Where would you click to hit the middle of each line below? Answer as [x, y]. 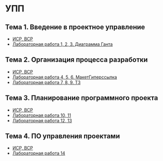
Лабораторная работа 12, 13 [42, 120]
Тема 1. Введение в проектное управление [75, 27]
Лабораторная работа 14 [39, 153]
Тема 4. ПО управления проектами [63, 136]
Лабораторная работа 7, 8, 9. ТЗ [46, 82]
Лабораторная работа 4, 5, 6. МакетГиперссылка [65, 77]
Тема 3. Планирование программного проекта [81, 98]
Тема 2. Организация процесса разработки [77, 60]
